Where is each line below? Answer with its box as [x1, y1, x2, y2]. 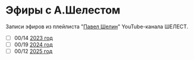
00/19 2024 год [14, 41, 53, 48]
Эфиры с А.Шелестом [5, 4, 121, 17]
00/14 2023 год [14, 34, 53, 41]
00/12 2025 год [14, 48, 53, 55]
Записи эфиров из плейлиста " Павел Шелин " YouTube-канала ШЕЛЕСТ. [5, 23, 189, 30]
